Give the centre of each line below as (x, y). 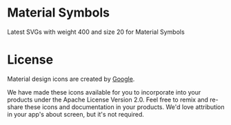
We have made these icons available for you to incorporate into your (104, 92)
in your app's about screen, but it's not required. (76, 114)
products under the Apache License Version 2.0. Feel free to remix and (108, 99)
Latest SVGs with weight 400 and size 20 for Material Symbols (96, 32)
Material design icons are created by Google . (71, 79)
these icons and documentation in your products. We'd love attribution (125, 107)
